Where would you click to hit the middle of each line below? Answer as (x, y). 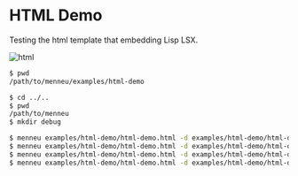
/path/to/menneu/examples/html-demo (77, 81)
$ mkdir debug (35, 122)
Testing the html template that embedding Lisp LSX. (104, 40)
